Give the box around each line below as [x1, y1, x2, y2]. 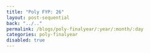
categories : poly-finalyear [6, 32, 78, 38]
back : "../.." [6, 20, 43, 26]
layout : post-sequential [6, 15, 70, 21]
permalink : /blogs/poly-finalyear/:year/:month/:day [6, 26, 144, 32]
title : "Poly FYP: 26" [6, 9, 64, 15]
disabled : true [6, 37, 45, 43]
